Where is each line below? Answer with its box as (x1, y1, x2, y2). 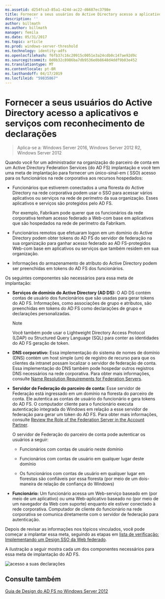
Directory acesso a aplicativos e (5, 107, 138, 119)
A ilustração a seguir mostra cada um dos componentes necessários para (5, 546, 155, 552)
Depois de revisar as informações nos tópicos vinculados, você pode (5, 526, 145, 532)
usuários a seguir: (12, 436, 49, 443)
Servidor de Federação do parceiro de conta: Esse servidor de (12, 385, 141, 391)
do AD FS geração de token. (12, 340, 70, 346)
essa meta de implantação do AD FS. (5, 551, 80, 557)
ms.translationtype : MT (5, 62, 54, 67)
